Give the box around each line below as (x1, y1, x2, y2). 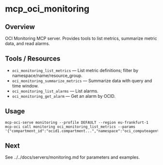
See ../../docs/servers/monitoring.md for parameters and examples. (5, 154, 140, 160)
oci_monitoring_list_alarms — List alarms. (12, 88, 98, 94)
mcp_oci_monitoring (5, 3, 90, 15)
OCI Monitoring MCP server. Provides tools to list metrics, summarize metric (5, 35, 157, 41)
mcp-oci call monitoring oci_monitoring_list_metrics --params (5, 124, 136, 129)
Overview (5, 23, 35, 31)
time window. (12, 83, 39, 89)
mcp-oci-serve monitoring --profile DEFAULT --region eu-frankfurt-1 (5, 120, 149, 125)
